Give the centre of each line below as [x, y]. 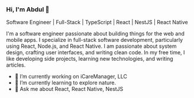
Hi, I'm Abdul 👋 [28, 9]
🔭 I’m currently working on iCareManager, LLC [71, 77]
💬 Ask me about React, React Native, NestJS [69, 89]
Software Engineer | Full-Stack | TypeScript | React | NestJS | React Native [97, 22]
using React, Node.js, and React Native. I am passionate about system [91, 46]
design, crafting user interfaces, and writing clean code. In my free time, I [96, 53]
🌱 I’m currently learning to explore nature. [65, 83]
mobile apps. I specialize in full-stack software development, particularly [95, 40]
